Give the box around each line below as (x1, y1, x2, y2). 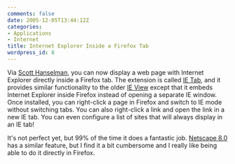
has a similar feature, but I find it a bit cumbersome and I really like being (7, 141, 217, 149)
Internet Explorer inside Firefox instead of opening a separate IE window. (7, 90, 217, 98)
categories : (7, 23, 42, 30)
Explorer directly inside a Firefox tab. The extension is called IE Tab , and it (7, 75, 221, 84)
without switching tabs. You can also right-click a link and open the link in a (7, 105, 225, 114)
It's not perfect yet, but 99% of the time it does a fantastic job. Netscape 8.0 (7, 133, 228, 142)
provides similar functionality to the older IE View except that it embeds (7, 83, 213, 91)
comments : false (7, 10, 55, 17)
